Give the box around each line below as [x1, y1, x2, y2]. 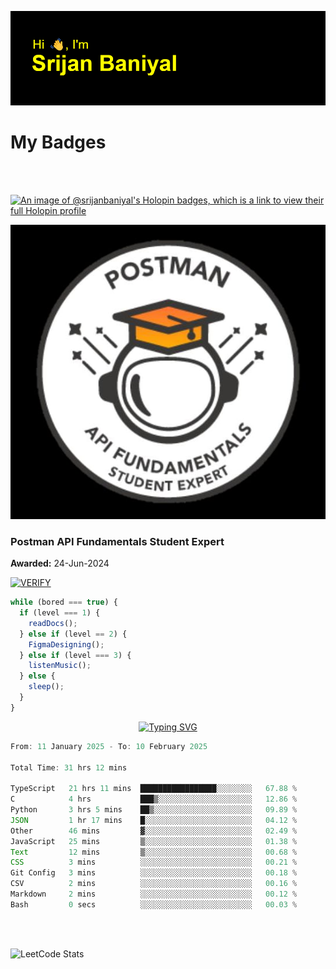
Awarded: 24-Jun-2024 [10, 557, 110, 570]
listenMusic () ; [28, 661, 92, 671]
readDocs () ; [28, 618, 78, 628]
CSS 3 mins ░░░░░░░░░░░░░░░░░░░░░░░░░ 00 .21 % [10, 857, 298, 868]
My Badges [10, 131, 107, 154]
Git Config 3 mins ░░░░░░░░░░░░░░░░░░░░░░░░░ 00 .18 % [10, 868, 298, 878]
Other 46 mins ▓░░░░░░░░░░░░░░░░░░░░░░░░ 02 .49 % [10, 826, 298, 836]
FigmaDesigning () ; [28, 639, 105, 650]
